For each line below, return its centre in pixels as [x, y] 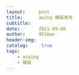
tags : [13, 51]
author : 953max [31, 34]
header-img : [21, 40]
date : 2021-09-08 [36, 29]
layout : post [28, 12]
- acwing [28, 57]
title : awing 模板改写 [40, 18]
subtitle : [19, 23]
